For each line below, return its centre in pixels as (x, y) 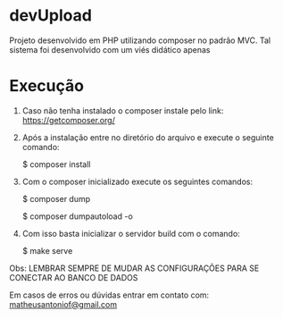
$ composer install (56, 164)
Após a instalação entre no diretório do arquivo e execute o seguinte (148, 137)
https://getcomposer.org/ (69, 120)
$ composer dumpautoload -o (78, 216)
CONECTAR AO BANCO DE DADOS (74, 277)
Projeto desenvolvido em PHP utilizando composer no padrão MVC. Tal (140, 40)
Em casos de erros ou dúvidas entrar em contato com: (109, 295)
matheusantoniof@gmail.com (63, 304)
